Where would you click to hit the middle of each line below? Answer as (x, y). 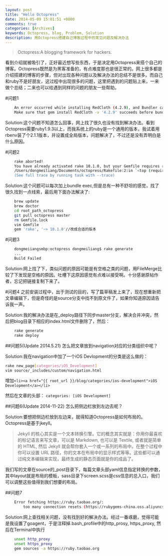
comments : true (21, 24)
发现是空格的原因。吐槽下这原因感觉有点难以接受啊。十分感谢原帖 (86, 275)
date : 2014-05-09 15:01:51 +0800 (40, 19)
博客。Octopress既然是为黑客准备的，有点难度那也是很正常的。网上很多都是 (84, 69)
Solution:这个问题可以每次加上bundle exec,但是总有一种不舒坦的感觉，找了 (82, 186)
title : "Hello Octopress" (32, 15)
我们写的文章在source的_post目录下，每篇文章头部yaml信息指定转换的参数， (84, 470)
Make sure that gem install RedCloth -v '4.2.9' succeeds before (84, 112)
